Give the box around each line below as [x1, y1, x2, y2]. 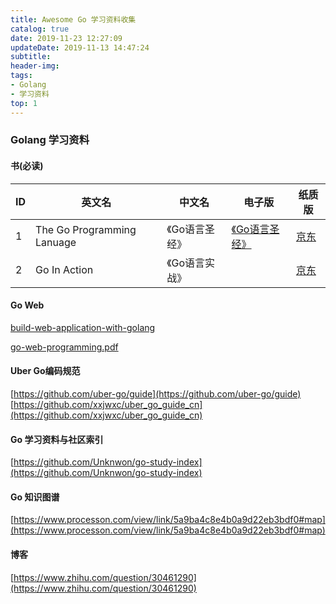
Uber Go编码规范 [10, 365, 81, 377]
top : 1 [10, 98, 38, 108]
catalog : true [10, 24, 70, 34]
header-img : [10, 61, 60, 71]
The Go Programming [35, 222, 137, 236]
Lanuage [35, 235, 77, 249]
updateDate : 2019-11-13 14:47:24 [10, 42, 150, 53]
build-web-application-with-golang [10, 321, 156, 333]
